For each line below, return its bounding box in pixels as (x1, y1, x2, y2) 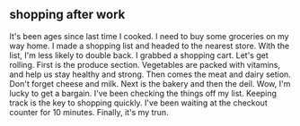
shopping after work (9, 7, 126, 22)
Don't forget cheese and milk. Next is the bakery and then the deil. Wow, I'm (9, 78, 291, 88)
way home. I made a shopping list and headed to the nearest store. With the (9, 40, 290, 51)
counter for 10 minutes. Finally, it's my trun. (9, 106, 169, 117)
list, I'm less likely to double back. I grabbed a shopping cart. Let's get (9, 49, 269, 61)
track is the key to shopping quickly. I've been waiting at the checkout (9, 97, 268, 108)
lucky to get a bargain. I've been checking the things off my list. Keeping (9, 88, 277, 98)
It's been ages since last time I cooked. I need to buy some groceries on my (9, 30, 289, 41)
